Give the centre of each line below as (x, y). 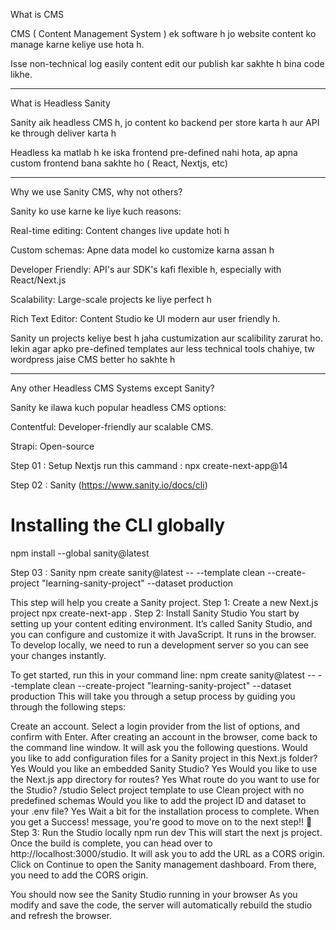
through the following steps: (68, 706)
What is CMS (37, 14)
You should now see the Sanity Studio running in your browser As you (154, 894)
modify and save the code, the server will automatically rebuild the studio (161, 905)
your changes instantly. (58, 655)
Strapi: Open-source (52, 446)
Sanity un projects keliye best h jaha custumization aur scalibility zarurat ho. (166, 338)
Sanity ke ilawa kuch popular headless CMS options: (118, 407)
